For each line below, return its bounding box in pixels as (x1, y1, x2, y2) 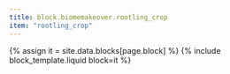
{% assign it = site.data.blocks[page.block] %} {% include (9, 45, 221, 55)
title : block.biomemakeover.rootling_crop (9, 12, 168, 22)
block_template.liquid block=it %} (9, 55, 132, 65)
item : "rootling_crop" (9, 21, 93, 30)
